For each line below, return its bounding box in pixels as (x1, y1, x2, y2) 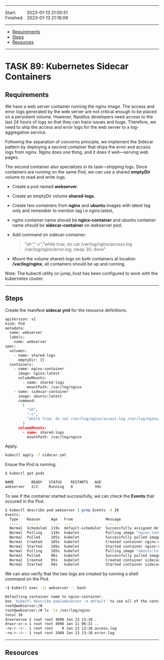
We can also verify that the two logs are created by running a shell (5, 571, 139, 577)
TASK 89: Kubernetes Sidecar (5, 61, 129, 72)
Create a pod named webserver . (12, 184, 79, 189)
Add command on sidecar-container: (12, 232, 86, 237)
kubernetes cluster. (5, 276, 44, 281)
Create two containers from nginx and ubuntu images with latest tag (12, 203, 151, 208)
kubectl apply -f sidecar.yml (5, 453, 67, 458)
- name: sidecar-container (14, 389, 69, 394)
